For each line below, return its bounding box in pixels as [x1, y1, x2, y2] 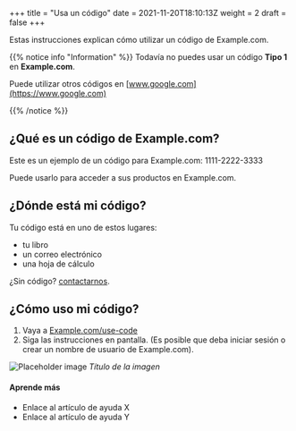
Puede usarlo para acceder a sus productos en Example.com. [9, 172, 237, 182]
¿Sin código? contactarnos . [9, 275, 110, 286]
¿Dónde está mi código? [9, 199, 147, 214]
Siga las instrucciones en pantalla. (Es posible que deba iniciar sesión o [21, 334, 286, 345]
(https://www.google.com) [9, 89, 107, 98]
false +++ [9, 17, 46, 28]
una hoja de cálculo [21, 258, 96, 269]
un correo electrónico [21, 249, 103, 259]
